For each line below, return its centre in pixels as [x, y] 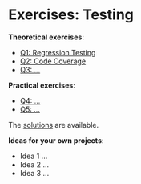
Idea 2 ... [34, 164]
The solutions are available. [53, 125]
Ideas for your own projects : [56, 140]
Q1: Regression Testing [58, 52]
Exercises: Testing [71, 15]
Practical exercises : [42, 85]
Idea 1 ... [34, 156]
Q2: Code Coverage [53, 61]
